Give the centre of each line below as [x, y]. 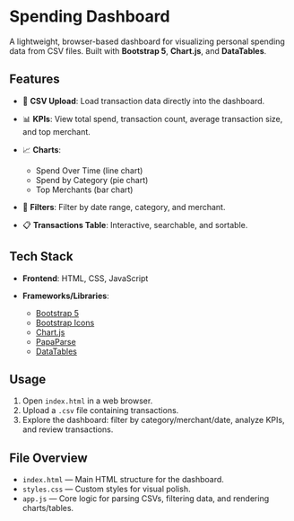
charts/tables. [48, 508]
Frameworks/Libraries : [65, 296]
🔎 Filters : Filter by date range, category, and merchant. [124, 207]
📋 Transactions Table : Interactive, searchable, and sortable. [135, 225]
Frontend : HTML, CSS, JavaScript [85, 278]
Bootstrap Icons [65, 322]
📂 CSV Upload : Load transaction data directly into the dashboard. [143, 101]
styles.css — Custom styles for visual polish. [106, 489]
